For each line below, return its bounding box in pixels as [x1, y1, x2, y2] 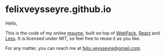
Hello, [5, 20, 18, 26]
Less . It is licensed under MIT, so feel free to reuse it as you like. [5, 35, 140, 41]
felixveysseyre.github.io [5, 4, 111, 15]
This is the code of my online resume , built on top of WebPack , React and [5, 30, 160, 36]
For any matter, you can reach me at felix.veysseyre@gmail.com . [5, 45, 142, 51]
